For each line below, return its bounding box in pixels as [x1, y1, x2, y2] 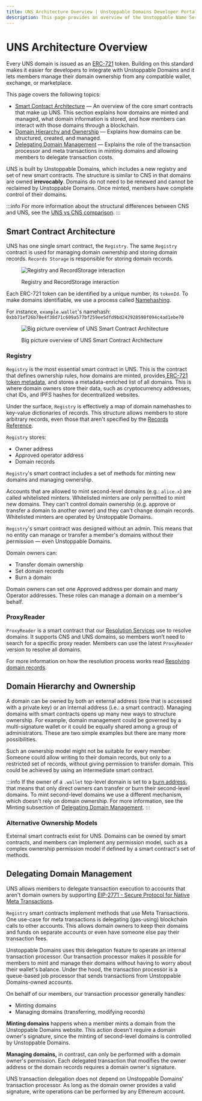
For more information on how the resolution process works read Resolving [6, 657, 190, 664]
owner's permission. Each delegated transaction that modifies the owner [6, 1057, 186, 1064]
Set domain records [14, 567, 64, 574]
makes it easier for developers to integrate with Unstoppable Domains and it [6, 67, 195, 74]
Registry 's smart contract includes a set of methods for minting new [6, 470, 176, 477]
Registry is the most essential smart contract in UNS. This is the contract [6, 365, 188, 373]
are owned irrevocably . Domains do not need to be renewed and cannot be [6, 178, 194, 185]
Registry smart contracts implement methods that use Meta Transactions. [6, 909, 189, 916]
